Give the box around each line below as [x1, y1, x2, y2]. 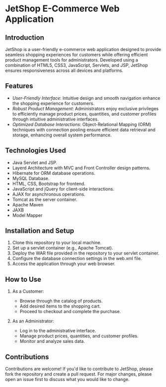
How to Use [5, 275, 42, 283]
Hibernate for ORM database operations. [12, 170, 96, 176]
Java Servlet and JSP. [12, 159, 57, 165]
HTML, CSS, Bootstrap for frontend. [12, 181, 86, 187]
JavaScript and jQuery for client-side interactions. [12, 186, 114, 192]
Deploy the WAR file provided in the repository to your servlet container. [12, 250, 160, 256]
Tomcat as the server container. [12, 196, 78, 202]
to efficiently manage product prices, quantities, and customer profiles [12, 111, 157, 117]
